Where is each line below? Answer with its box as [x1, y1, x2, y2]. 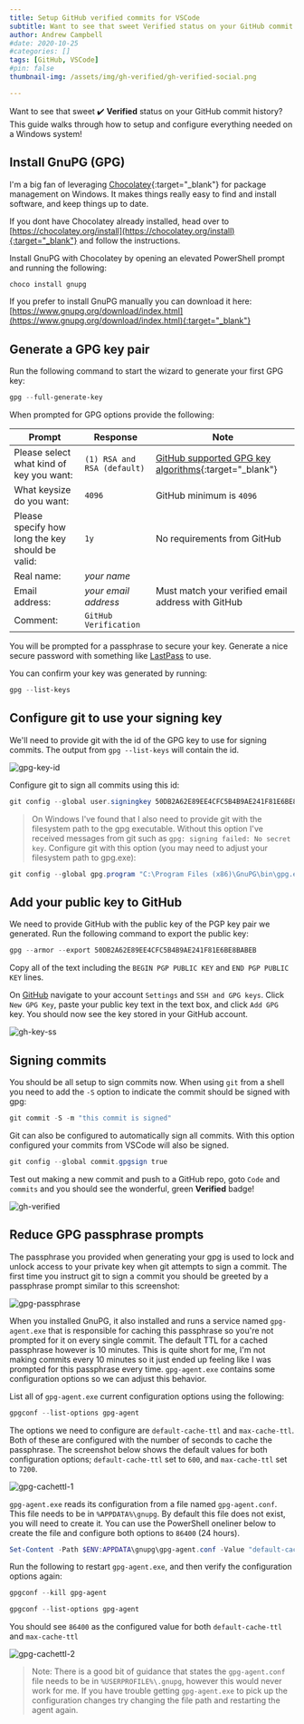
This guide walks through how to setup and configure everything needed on [9, 119, 293, 130]
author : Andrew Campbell [9, 30, 103, 39]
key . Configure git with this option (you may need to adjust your [31, 842, 269, 853]
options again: [9, 1571, 62, 1582]
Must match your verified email [155, 584, 288, 597]
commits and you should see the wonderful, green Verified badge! [9, 1183, 255, 1194]
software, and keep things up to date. [9, 198, 149, 209]
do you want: [14, 495, 70, 508]
